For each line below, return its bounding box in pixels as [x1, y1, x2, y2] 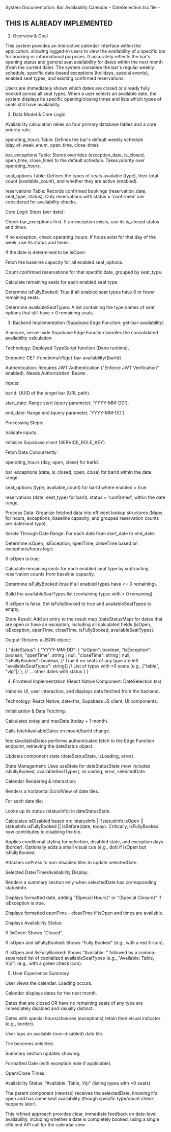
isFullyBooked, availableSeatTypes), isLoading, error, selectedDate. [5, 768, 147, 774]
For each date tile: [5, 798, 43, 804]
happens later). [5, 1101, 37, 1107]
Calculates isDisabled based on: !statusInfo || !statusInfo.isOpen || [5, 818, 144, 824]
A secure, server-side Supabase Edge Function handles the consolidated [5, 329, 159, 335]
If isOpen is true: [5, 556, 40, 562]
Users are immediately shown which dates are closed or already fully [5, 85, 150, 91]
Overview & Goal [12, 33, 48, 39]
